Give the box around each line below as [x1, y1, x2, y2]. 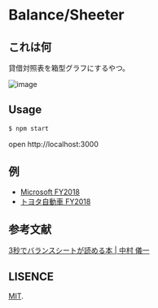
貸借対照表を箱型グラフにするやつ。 [8, 63, 130, 72]
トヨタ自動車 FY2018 [20, 197, 91, 206]
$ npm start [8, 124, 49, 132]
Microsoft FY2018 [20, 187, 80, 197]
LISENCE [8, 270, 55, 284]
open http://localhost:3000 [8, 139, 99, 149]
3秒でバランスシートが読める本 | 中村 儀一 [8, 245, 150, 255]
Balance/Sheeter [8, 6, 125, 24]
